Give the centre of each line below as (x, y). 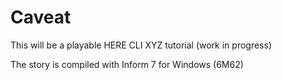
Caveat (41, 17)
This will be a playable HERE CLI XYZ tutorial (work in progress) (141, 45)
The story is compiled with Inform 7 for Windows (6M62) (127, 64)
